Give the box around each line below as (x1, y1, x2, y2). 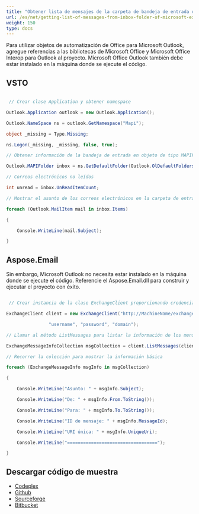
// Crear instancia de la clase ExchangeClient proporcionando (8, 300, 168, 306)
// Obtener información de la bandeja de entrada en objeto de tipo (6, 152, 179, 158)
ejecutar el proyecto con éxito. (6, 283, 81, 290)
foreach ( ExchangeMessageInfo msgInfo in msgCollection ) (6, 364, 150, 371)
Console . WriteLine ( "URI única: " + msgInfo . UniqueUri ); (17, 429, 158, 435)
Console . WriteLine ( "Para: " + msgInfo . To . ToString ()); (17, 407, 155, 413)
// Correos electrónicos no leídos (6, 174, 94, 180)
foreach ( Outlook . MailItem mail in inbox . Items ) (6, 206, 129, 212)
